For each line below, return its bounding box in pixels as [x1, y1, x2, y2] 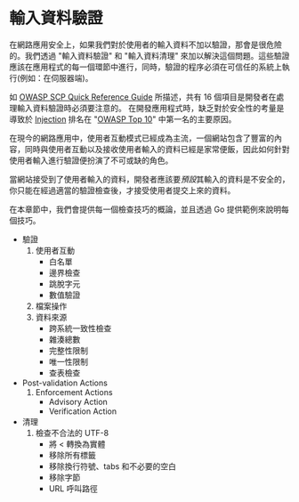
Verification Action [48, 406, 117, 417]
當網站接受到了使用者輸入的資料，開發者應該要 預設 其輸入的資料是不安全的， [9, 174, 290, 184]
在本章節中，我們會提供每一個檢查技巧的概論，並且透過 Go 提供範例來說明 [9, 204, 282, 215]
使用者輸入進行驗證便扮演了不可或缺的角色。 [9, 155, 174, 166]
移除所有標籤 [48, 449, 96, 460]
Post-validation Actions [21, 377, 109, 388]
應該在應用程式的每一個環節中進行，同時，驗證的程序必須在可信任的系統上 [9, 61, 282, 72]
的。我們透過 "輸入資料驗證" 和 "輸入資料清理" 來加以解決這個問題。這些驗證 [9, 50, 290, 61]
